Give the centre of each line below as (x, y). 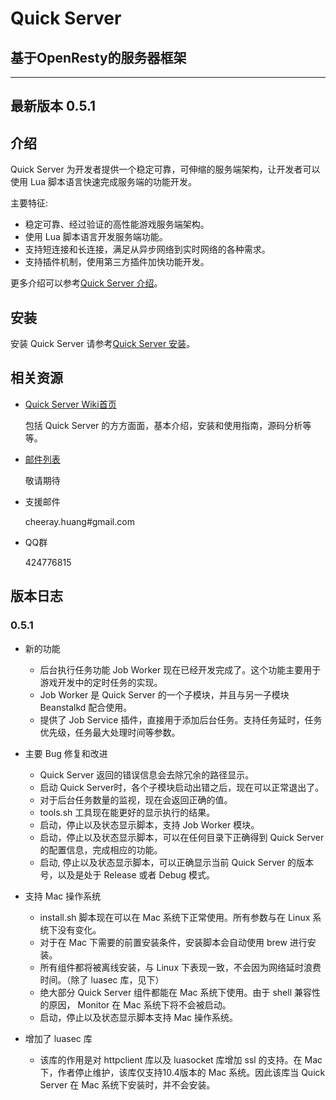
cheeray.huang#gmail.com (79, 521)
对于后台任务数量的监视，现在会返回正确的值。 (136, 799)
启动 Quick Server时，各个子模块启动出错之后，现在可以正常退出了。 (182, 787)
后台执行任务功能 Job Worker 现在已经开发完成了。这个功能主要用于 (180, 669)
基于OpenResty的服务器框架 (98, 57)
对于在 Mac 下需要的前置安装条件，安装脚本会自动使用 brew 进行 (173, 942)
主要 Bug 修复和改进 (66, 753)
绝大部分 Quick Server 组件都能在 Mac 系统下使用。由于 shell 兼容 (175, 992)
